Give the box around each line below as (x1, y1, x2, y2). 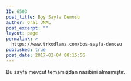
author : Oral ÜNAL (6, 19, 51, 25)
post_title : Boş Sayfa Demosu (6, 14, 80, 20)
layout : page (6, 31, 38, 36)
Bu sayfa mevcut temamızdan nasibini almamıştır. (6, 68, 125, 75)
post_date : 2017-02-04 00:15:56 (6, 52, 85, 58)
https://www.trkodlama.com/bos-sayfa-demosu (11, 42, 122, 48)
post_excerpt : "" (6, 25, 49, 31)
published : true (6, 47, 46, 53)
